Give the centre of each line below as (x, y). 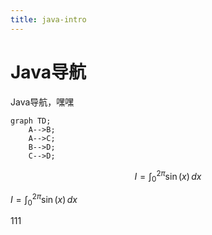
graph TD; (31, 121)
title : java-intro (48, 19)
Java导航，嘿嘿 (42, 102)
